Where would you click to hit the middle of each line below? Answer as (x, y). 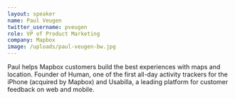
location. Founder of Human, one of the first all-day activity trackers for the (117, 74)
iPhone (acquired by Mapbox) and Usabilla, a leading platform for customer (118, 82)
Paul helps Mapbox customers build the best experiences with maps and (114, 67)
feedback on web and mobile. (51, 89)
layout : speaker (31, 14)
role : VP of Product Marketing (54, 34)
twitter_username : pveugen (47, 27)
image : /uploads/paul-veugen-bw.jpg (62, 47)
